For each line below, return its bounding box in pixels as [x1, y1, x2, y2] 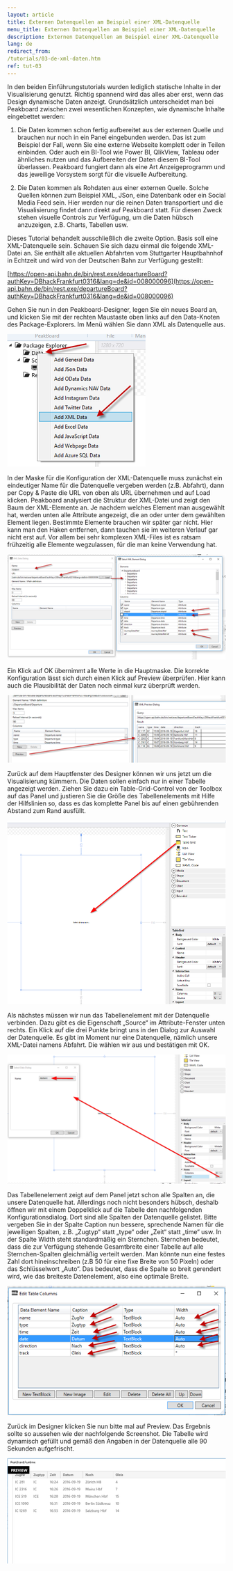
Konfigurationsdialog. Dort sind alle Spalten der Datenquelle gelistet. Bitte [7, 1213, 217, 1221]
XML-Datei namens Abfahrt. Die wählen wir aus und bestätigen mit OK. [7, 1041, 210, 1049]
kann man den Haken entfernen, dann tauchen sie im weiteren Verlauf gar [7, 526, 218, 534]
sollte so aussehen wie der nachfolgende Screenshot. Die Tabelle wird [7, 1430, 209, 1438]
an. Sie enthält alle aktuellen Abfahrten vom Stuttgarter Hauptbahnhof [23, 248, 223, 257]
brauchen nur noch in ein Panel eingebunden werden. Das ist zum [17, 133, 206, 141]
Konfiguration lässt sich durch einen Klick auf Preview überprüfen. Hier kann [7, 674, 226, 682]
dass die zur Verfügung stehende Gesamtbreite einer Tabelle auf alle [7, 1242, 204, 1251]
